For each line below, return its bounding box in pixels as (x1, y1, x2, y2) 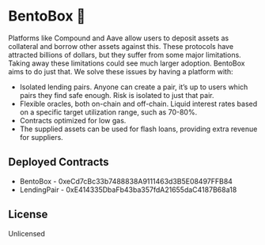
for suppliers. (19, 132, 63, 141)
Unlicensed (8, 228, 46, 238)
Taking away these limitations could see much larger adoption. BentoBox (8, 58, 245, 68)
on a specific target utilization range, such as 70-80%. (19, 107, 198, 117)
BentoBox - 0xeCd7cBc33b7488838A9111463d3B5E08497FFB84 (19, 176, 233, 186)
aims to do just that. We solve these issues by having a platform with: (8, 66, 233, 76)
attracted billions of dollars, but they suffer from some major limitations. (8, 50, 241, 59)
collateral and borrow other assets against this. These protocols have (8, 41, 234, 51)
